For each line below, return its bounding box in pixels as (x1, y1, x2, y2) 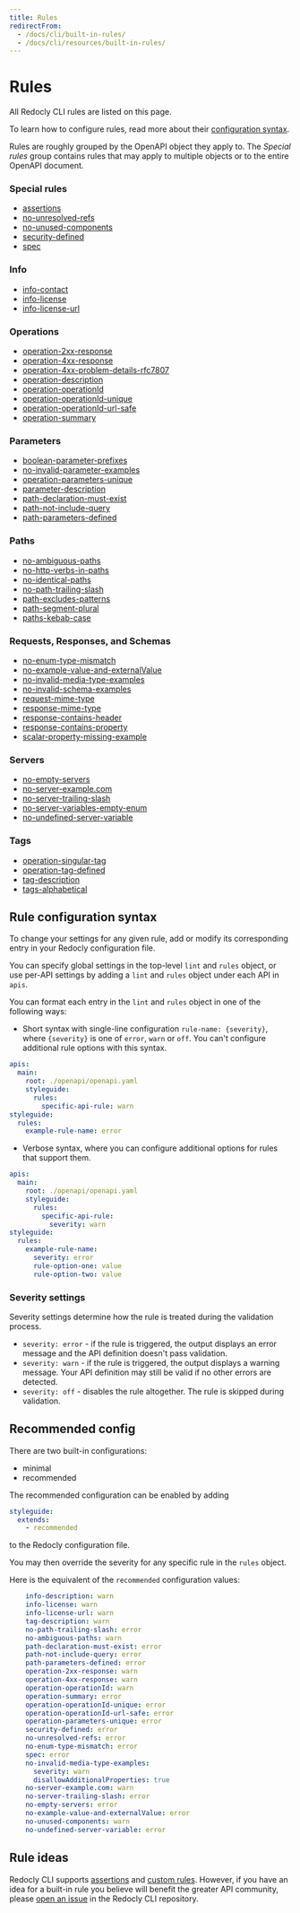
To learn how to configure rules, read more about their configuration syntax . (9, 124, 290, 135)
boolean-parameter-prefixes (21, 455, 128, 466)
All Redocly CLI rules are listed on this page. (9, 107, 172, 117)
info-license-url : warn (25, 1609, 115, 1618)
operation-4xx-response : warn (25, 1675, 139, 1684)
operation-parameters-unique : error (25, 1717, 163, 1726)
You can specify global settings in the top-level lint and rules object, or (9, 961, 277, 971)
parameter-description (21, 483, 106, 494)
